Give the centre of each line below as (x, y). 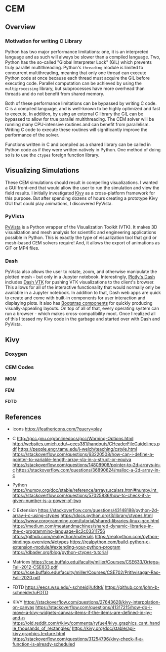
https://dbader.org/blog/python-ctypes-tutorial (60, 553)
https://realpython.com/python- (127, 537)
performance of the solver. (32, 135)
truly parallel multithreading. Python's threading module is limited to (74, 67)
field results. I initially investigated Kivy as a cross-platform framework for (80, 193)
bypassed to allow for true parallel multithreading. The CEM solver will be (80, 119)
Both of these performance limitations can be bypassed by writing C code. (81, 103)
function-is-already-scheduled (43, 644)
